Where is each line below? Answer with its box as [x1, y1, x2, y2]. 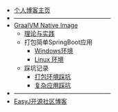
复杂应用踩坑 [34, 82, 71, 89]
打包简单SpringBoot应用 [23, 38, 93, 46]
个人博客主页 [13, 6, 50, 14]
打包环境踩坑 [34, 73, 71, 81]
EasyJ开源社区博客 [13, 97, 68, 105]
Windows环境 [34, 47, 74, 55]
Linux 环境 [34, 55, 64, 64]
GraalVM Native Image [13, 21, 78, 29]
